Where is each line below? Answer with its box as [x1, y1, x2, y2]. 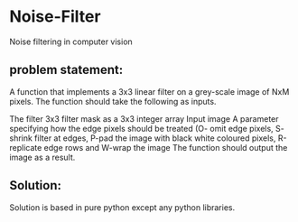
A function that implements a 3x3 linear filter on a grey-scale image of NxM [9, 86, 290, 97]
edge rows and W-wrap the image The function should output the [43, 142, 288, 153]
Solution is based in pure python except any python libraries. [9, 201, 236, 213]
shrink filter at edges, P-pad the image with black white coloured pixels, [9, 133, 276, 143]
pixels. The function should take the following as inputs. [9, 96, 217, 106]
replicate [9, 142, 42, 153]
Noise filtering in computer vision [9, 36, 133, 47]
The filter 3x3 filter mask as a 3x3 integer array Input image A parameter [9, 113, 279, 124]
